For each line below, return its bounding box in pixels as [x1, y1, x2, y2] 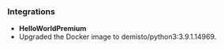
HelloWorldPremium [18, 24, 87, 33]
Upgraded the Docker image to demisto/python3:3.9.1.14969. [18, 32, 217, 41]
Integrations [7, 6, 56, 17]
